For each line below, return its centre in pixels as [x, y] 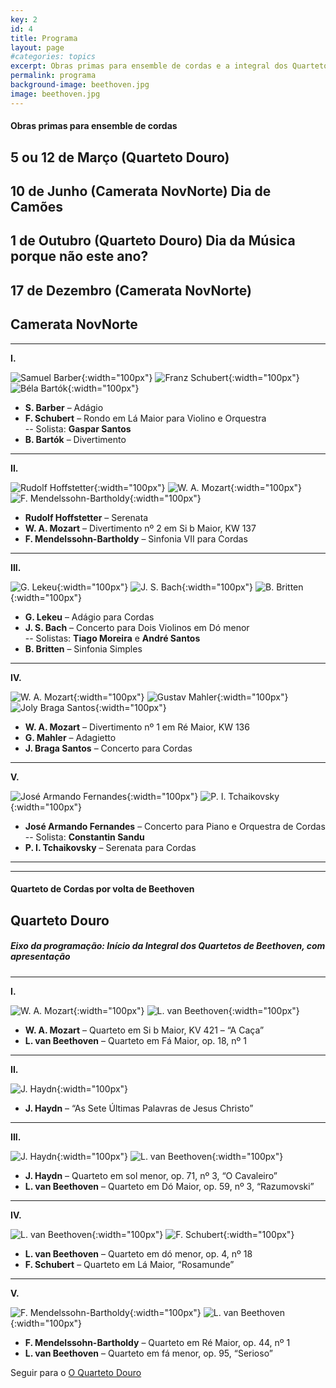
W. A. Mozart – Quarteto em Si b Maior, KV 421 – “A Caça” [144, 1030]
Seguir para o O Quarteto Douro [76, 1372]
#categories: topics [53, 57]
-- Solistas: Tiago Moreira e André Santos [112, 638]
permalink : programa [53, 76]
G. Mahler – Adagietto [70, 737]
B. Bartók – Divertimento [75, 439]
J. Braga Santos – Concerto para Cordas [108, 748]
